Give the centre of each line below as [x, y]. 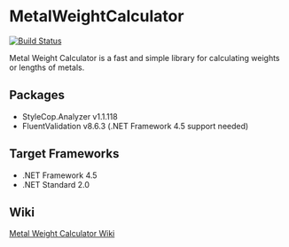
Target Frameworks [64, 154]
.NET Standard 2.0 [56, 184]
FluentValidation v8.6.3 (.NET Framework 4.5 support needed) [135, 126]
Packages [37, 95]
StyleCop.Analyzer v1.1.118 [70, 116]
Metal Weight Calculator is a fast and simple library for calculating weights [145, 58]
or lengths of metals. [47, 67]
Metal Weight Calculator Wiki [62, 234]
